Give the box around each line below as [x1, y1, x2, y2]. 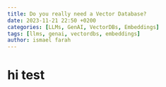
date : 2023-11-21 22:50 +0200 [7, 17, 97, 24]
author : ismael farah [7, 37, 71, 44]
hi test [7, 67, 45, 83]
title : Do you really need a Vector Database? [7, 10, 147, 18]
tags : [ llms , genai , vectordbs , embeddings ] [7, 30, 141, 37]
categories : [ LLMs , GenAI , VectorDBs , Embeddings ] [7, 23, 160, 30]
